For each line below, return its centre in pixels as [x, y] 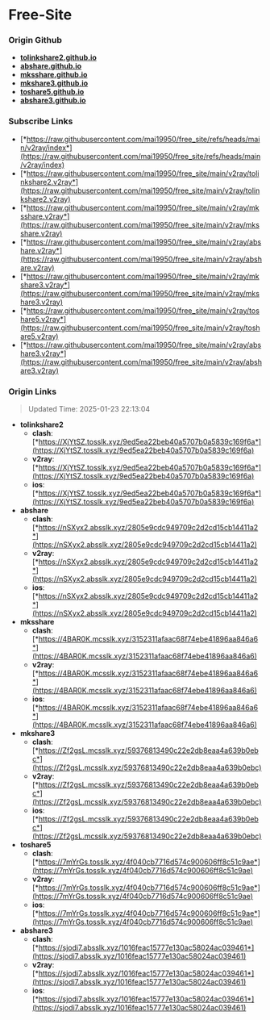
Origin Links [33, 391]
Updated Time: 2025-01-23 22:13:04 [89, 409]
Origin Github [35, 40]
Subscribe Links [41, 121]
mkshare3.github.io [54, 83]
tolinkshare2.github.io [58, 57]
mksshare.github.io [54, 75]
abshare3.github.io [53, 100]
